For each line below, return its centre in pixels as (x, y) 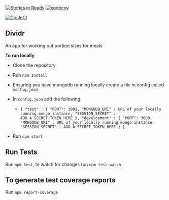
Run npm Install (30, 75)
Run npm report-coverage (32, 192)
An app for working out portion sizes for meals (54, 45)
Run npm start (28, 136)
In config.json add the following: (47, 99)
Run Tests (21, 152)
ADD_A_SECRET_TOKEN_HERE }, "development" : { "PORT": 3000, (86, 118)
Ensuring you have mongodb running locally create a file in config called (88, 85)
